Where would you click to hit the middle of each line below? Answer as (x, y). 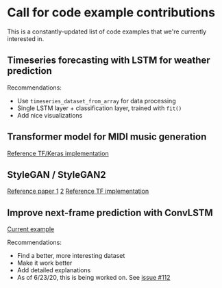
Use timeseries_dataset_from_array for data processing (96, 101)
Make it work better (45, 263)
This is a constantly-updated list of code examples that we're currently (107, 31)
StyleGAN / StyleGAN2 (57, 175)
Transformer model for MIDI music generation (107, 137)
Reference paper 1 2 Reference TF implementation (78, 191)
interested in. (26, 38)
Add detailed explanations (54, 270)
